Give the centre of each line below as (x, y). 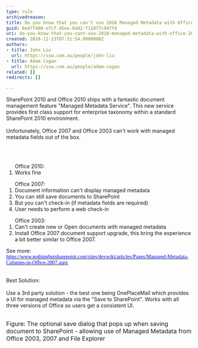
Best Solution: (23, 281)
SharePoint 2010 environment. (43, 118)
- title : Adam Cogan (32, 61)
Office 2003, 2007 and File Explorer (56, 339)
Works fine (28, 173)
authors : (17, 45)
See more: (19, 251)
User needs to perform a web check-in (62, 209)
